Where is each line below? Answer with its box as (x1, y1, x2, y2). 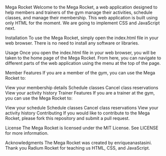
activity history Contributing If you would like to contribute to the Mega (5, 110, 150, 116)
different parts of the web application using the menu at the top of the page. (5, 60, 161, 66)
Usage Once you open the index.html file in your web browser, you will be (5, 50, 156, 55)
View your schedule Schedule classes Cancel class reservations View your (5, 105, 159, 110)
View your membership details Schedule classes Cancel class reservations (5, 85, 159, 91)
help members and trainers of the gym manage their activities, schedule (5, 9, 153, 15)
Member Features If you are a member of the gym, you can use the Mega (5, 70, 156, 76)
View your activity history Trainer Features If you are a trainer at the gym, (5, 90, 155, 96)
